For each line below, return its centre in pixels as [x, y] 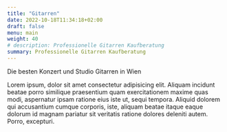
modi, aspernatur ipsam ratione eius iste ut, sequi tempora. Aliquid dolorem [113, 99]
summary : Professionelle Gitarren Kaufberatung [77, 52]
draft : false [26, 26]
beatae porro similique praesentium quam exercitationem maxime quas [108, 92]
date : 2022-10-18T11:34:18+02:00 [55, 20]
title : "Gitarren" [33, 13]
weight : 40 [23, 39]
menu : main [23, 33]
